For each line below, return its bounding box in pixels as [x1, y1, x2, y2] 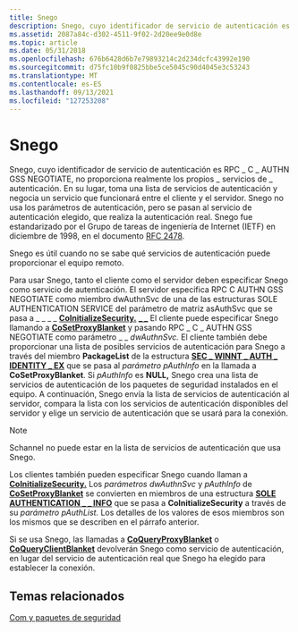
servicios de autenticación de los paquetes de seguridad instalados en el [9, 379, 279, 390]
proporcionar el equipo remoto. [9, 257, 124, 268]
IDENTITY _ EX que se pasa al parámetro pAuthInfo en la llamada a [9, 360, 257, 371]
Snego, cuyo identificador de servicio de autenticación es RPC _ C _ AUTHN [9, 164, 290, 175]
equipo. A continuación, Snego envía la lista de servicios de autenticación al [9, 389, 290, 400]
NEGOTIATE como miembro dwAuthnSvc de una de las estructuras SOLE [9, 294, 278, 305]
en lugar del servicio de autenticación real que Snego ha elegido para [9, 553, 266, 564]
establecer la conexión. [9, 562, 96, 573]
